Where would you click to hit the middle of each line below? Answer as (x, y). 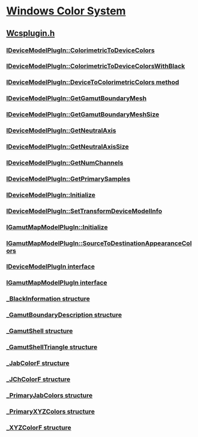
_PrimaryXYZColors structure (50, 411)
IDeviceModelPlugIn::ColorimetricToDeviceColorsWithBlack (96, 66)
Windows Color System (66, 11)
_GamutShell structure (40, 331)
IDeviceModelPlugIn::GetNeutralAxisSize (67, 147)
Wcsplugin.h (31, 33)
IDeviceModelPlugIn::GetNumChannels (65, 162)
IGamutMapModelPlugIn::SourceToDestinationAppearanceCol (99, 243)
